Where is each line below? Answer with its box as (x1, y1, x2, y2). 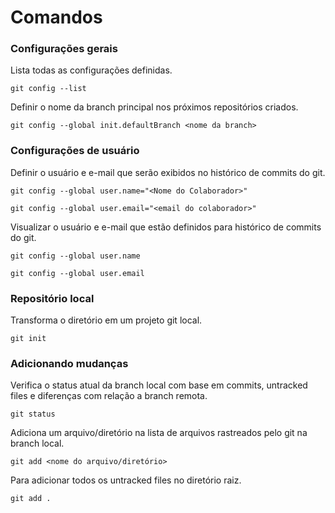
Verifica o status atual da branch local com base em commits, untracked (10, 379, 308, 391)
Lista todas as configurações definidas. (10, 64, 173, 76)
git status (10, 409, 56, 420)
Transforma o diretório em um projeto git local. (10, 314, 203, 326)
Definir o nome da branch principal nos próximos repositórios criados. (10, 101, 299, 113)
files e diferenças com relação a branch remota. (10, 390, 208, 402)
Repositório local (10, 291, 95, 305)
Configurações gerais (10, 42, 118, 56)
